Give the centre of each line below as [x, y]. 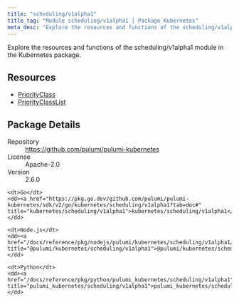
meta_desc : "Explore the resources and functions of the [94, 27]
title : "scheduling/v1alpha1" [52, 14]
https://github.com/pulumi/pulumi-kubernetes [92, 149]
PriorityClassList [42, 102]
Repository [23, 142]
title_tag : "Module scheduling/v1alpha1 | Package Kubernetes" [103, 21]
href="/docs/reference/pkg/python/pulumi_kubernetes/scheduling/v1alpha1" [121, 280]
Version [18, 172]
